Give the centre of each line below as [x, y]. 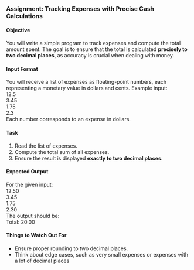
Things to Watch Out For [36, 235]
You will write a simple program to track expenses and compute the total [93, 43]
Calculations [24, 16]
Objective [18, 30]
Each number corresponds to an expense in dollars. [68, 119]
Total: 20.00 [21, 222]
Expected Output [27, 172]
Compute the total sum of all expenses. [62, 152]
